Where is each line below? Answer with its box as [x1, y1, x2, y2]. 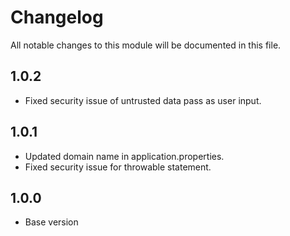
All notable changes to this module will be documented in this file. [10, 39, 282, 51]
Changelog [10, 6, 104, 29]
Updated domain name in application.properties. [24, 150, 225, 162]
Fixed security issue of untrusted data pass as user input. [24, 94, 262, 106]
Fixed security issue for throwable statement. [24, 161, 212, 173]
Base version [24, 216, 79, 228]
